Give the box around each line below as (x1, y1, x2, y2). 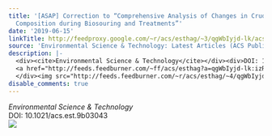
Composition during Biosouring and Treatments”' (15, 19, 183, 28)
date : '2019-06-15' (8, 27, 74, 35)
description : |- (8, 49, 63, 57)
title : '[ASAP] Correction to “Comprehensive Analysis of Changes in (8, 11, 249, 20)
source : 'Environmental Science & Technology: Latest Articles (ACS (8, 42, 244, 50)
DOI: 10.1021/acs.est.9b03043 (8, 110, 108, 120)
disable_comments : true (8, 79, 89, 87)
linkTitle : (8, 34, 45, 43)
